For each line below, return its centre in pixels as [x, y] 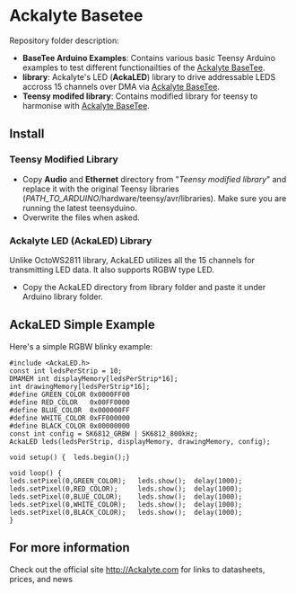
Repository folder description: [64, 40]
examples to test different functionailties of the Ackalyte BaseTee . [144, 67]
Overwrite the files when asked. [81, 217]
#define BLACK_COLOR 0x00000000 [70, 426]
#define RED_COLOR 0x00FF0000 [70, 402]
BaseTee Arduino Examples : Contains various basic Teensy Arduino [149, 58]
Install [27, 134]
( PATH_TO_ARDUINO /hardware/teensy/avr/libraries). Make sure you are [154, 198]
